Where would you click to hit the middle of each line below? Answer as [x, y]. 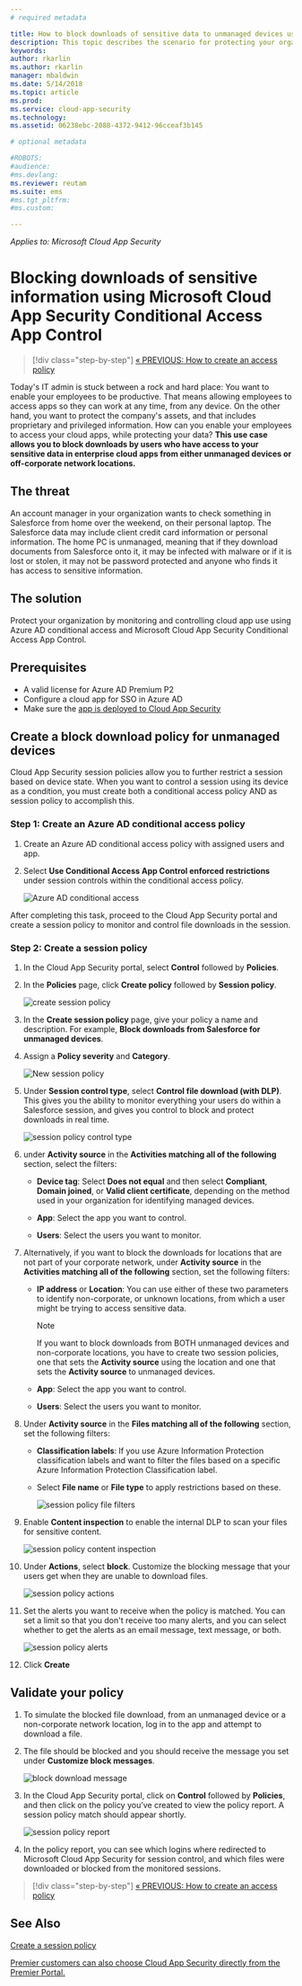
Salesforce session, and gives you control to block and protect [138, 1109]
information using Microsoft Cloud [141, 297]
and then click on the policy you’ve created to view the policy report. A [154, 1805]
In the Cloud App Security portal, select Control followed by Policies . [151, 967]
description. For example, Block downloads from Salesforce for [142, 1028]
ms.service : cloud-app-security [70, 109]
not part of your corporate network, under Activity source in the [142, 1262]
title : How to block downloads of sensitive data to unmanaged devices [147, 34]
